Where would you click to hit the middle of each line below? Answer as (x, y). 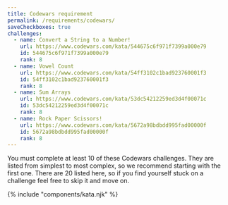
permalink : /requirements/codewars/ (61, 20)
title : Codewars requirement (50, 14)
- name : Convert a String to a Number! (72, 40)
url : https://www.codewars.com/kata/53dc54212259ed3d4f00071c (113, 99)
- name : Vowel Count (44, 66)
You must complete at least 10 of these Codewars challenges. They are (110, 159)
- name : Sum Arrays (42, 92)
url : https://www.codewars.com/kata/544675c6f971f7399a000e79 (113, 46)
